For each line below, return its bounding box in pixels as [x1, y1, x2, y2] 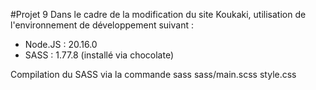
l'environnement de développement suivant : [10, 19, 194, 31]
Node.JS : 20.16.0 [24, 39, 98, 50]
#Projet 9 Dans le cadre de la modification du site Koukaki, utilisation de [10, 9, 307, 20]
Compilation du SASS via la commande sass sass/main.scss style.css [10, 69, 297, 80]
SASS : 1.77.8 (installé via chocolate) [24, 49, 175, 61]
